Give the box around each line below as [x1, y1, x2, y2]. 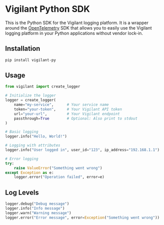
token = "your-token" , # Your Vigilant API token [14, 107, 122, 112]
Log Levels [5, 188, 39, 196]
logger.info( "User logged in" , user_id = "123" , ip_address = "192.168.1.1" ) [5, 148, 160, 153]
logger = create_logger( [5, 97, 56, 103]
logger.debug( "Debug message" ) [5, 201, 69, 206]
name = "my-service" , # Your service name [14, 102, 109, 107]
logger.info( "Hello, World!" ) [5, 134, 67, 139]
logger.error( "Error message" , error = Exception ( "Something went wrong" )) [5, 215, 160, 220]
